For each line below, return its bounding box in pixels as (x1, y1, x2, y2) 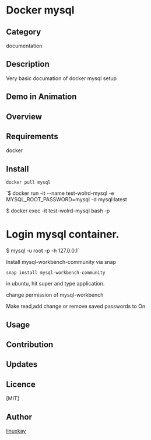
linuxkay (6, 427, 26, 434)
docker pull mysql (6, 180, 51, 185)
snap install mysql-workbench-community (6, 270, 106, 276)
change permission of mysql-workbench (6, 291, 104, 298)
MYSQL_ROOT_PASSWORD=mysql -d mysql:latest (6, 196, 127, 203)
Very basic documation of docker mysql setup (6, 74, 117, 82)
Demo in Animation (6, 92, 77, 102)
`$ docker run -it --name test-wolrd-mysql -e (6, 190, 115, 197)
